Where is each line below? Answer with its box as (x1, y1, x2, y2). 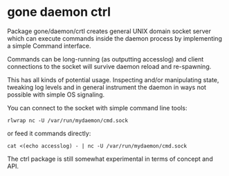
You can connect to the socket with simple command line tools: (7, 104, 187, 112)
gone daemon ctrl (7, 4, 111, 20)
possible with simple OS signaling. (7, 90, 105, 99)
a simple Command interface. (7, 41, 91, 50)
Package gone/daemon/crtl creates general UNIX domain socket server (7, 27, 212, 35)
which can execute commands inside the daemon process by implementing (7, 34, 223, 42)
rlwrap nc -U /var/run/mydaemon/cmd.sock (7, 117, 129, 124)
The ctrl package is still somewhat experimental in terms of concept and (7, 155, 213, 163)
